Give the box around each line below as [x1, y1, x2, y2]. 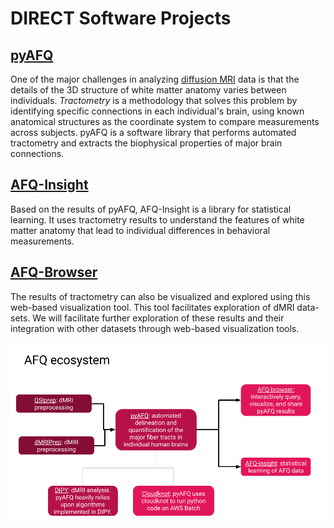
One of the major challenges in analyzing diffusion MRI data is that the [10, 73, 300, 85]
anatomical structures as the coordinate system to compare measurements [10, 116, 320, 127]
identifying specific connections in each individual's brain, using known [10, 105, 305, 117]
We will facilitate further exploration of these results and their [32, 312, 285, 324]
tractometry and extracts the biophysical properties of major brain [10, 137, 283, 149]
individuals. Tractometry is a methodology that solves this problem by [10, 95, 298, 106]
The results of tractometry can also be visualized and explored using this [10, 290, 311, 302]
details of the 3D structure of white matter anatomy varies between [10, 84, 287, 96]
